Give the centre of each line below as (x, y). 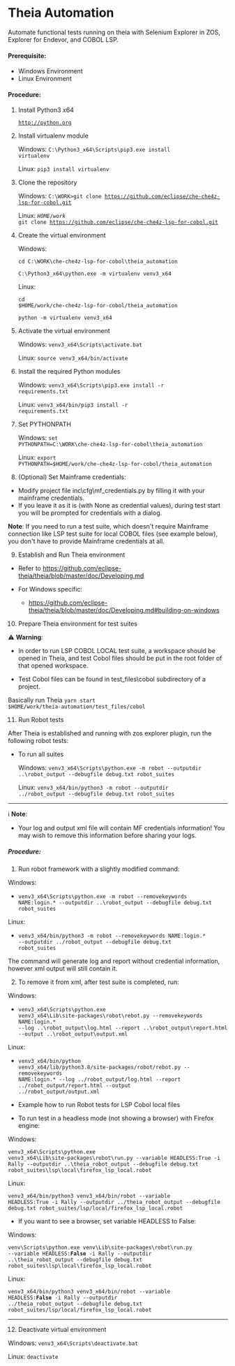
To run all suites (41, 754)
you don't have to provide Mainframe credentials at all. (86, 541)
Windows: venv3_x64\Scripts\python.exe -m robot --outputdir (109, 768)
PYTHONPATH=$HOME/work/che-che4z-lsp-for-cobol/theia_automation (115, 464)
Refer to (29, 568)
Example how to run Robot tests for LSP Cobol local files (99, 1105)
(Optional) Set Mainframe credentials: (72, 477)
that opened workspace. (53, 666)
